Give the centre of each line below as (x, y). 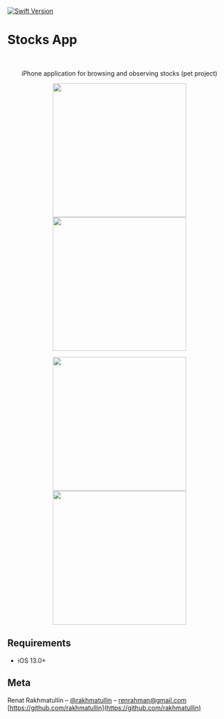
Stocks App (42, 40)
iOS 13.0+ (32, 661)
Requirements (39, 643)
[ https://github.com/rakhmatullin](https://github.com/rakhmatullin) (104, 708)
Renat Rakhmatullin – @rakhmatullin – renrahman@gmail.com (97, 700)
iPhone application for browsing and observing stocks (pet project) (119, 73)
